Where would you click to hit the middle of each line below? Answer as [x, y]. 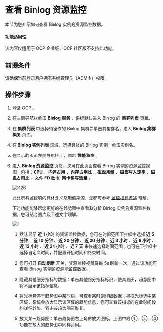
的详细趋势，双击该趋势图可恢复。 [54, 308]
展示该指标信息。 [45, 285]
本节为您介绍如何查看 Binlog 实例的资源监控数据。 [55, 24]
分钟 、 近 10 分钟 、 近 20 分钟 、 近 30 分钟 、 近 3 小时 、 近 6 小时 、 [88, 240]
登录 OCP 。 [24, 108]
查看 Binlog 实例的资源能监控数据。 [54, 269]
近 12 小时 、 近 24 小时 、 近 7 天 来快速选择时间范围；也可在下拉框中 [88, 246]
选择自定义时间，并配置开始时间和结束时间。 [64, 252]
